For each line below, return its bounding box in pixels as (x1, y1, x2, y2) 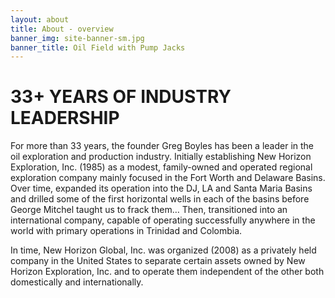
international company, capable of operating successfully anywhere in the (10, 214, 316, 226)
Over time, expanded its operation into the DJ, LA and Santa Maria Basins (10, 182, 313, 195)
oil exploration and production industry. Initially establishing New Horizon (10, 151, 312, 163)
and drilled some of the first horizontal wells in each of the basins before (10, 193, 310, 205)
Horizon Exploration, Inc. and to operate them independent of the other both (10, 266, 325, 278)
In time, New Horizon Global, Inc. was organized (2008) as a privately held (10, 244, 317, 256)
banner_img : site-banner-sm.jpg (10, 33, 145, 43)
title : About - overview (10, 24, 114, 34)
